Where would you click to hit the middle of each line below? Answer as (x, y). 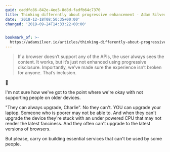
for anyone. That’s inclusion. (47, 73)
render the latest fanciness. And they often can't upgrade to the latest (78, 123)
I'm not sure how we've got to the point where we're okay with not (74, 92)
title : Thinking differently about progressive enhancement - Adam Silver (86, 15)
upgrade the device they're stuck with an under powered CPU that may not (83, 118)
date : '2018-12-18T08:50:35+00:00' (43, 19)
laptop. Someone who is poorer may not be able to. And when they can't (81, 113)
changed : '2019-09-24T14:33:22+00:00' (46, 24)
